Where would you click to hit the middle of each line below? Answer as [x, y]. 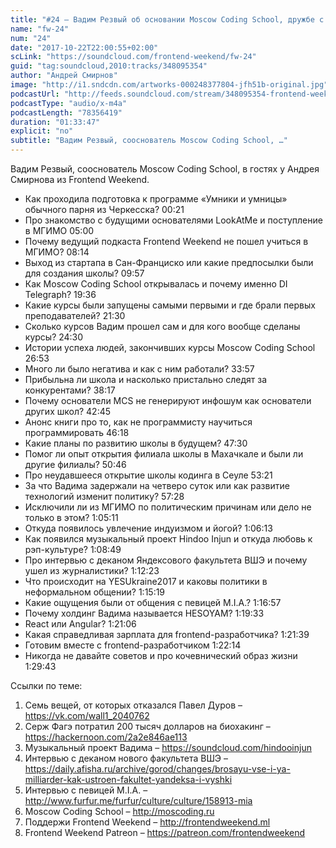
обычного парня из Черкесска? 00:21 [104, 209]
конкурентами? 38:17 [70, 390]
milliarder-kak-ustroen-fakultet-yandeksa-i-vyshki [128, 779]
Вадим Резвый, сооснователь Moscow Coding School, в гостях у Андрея [165, 169]
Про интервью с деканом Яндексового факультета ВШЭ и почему [166, 560]
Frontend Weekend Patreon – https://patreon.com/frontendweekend [165, 832]
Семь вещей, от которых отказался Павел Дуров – [133, 705]
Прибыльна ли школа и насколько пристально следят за [146, 379]
